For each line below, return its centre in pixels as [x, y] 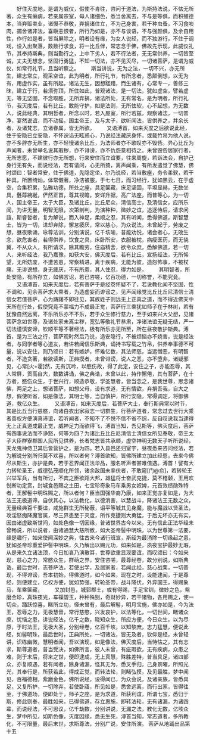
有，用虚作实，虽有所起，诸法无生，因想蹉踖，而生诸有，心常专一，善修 [95, 83]
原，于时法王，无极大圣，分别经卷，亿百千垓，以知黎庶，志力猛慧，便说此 [97, 627]
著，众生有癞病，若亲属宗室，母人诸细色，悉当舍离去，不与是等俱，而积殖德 [100, 16]
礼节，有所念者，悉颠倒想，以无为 [147, 76]
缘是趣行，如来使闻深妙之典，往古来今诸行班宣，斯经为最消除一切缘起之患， [100, 537]
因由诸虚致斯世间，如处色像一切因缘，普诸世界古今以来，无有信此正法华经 [97, 523]
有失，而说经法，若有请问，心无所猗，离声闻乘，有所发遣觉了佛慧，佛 [108, 165]
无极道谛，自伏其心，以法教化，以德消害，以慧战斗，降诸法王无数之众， [105, 500]
